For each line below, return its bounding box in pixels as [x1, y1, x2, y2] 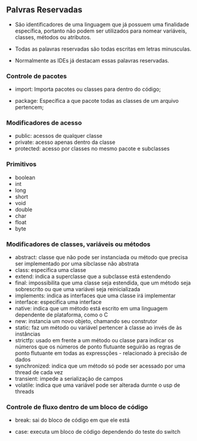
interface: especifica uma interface [14, 298, 102, 306]
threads [14, 388, 34, 395]
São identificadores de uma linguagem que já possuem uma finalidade [14, 20, 189, 28]
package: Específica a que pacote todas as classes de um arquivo [14, 97, 179, 105]
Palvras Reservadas [6, 5, 83, 15]
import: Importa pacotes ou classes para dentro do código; [14, 85, 161, 93]
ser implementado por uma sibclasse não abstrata [14, 260, 139, 267]
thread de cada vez [14, 369, 63, 375]
